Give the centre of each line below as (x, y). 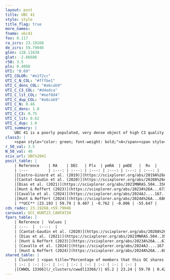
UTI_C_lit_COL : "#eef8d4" (32, 95)
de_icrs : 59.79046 (25, 48)
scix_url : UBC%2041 (26, 156)
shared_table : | (22, 255)
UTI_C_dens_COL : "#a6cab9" (34, 85)
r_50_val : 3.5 (20, 147)
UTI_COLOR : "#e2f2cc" (28, 76)
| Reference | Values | (40, 222)
